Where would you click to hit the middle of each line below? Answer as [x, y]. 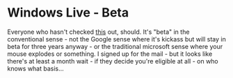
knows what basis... [35, 68]
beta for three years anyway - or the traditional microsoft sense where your [115, 46]
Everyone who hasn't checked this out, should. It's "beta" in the [98, 32]
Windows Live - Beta [68, 13]
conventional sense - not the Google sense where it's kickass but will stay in [116, 39]
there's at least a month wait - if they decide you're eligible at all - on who [113, 61]
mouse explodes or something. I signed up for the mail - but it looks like [110, 54]
